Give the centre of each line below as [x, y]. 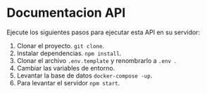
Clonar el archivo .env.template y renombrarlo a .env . [96, 60]
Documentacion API [66, 13]
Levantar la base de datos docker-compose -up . [84, 76]
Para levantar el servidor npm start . [68, 83]
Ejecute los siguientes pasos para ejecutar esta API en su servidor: [103, 32]
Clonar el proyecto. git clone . [61, 45]
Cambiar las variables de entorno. [66, 68]
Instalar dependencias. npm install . [69, 53]
